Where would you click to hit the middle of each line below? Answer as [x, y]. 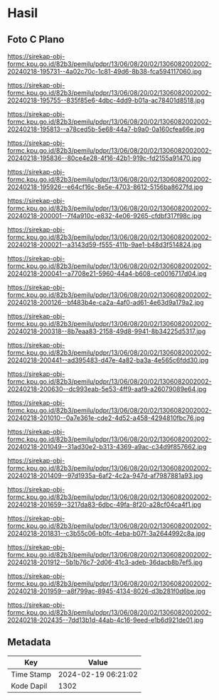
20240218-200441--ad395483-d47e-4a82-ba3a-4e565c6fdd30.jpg [108, 360]
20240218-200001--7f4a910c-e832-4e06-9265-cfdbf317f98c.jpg [105, 216]
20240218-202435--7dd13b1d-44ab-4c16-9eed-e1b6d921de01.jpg [106, 620]
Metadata [29, 642]
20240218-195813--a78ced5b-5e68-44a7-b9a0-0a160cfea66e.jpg [106, 129]
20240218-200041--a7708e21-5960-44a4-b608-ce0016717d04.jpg [107, 274]
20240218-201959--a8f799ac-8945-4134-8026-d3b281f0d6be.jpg [107, 591]
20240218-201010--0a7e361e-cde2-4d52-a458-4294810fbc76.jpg [106, 418]
